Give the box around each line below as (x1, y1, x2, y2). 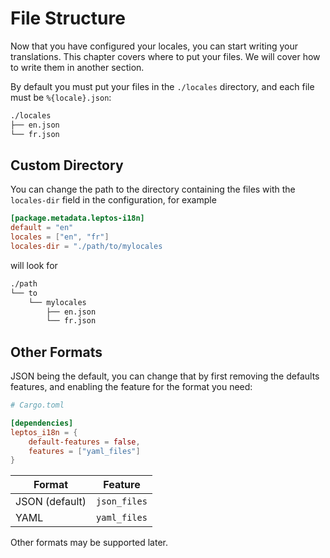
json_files (96, 496, 148, 507)
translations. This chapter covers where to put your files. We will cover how (10, 50, 321, 62)
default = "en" (10, 223, 74, 233)
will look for (10, 259, 58, 271)
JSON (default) (15, 495, 87, 509)
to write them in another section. (10, 61, 145, 73)
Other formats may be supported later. (10, 537, 168, 549)
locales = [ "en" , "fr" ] (10, 232, 110, 242)
